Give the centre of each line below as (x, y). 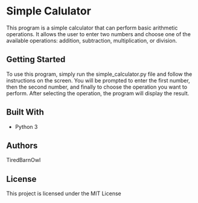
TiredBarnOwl (24, 160)
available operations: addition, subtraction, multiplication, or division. (92, 40)
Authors (22, 145)
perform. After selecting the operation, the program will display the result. (98, 93)
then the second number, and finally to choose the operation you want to (97, 87)
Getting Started (36, 59)
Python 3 (26, 126)
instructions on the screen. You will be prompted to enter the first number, (98, 80)
